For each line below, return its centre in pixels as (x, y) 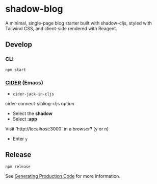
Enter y (20, 139)
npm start (16, 70)
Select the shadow (32, 113)
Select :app (25, 119)
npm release (18, 167)
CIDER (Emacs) (24, 82)
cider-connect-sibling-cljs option (40, 103)
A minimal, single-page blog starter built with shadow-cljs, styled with (78, 23)
